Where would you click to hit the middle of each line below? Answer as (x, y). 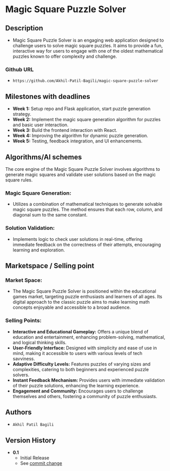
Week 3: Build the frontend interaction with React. (65, 130)
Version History (30, 440)
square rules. (19, 180)
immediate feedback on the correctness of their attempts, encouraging (87, 244)
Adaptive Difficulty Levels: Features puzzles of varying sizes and (81, 364)
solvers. (21, 375)
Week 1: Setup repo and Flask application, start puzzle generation (81, 109)
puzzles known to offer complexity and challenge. (65, 56)
